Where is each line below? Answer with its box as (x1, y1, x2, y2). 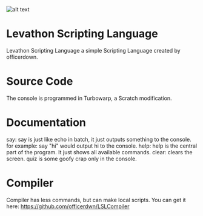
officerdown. (6, 53, 38, 61)
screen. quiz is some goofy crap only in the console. (6, 155, 138, 162)
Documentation (6, 116, 87, 129)
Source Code (6, 74, 73, 88)
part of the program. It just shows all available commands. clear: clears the (6, 148, 193, 155)
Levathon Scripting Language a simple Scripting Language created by (6, 47, 181, 54)
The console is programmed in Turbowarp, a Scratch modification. (6, 94, 172, 102)
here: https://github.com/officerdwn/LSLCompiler (6, 203, 130, 210)
